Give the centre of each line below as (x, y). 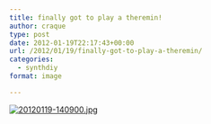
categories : (31, 59)
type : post (30, 34)
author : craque (38, 26)
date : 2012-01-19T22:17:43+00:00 (72, 43)
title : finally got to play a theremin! (86, 18)
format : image (36, 76)
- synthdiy (38, 68)
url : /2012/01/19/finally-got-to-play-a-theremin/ (106, 51)
